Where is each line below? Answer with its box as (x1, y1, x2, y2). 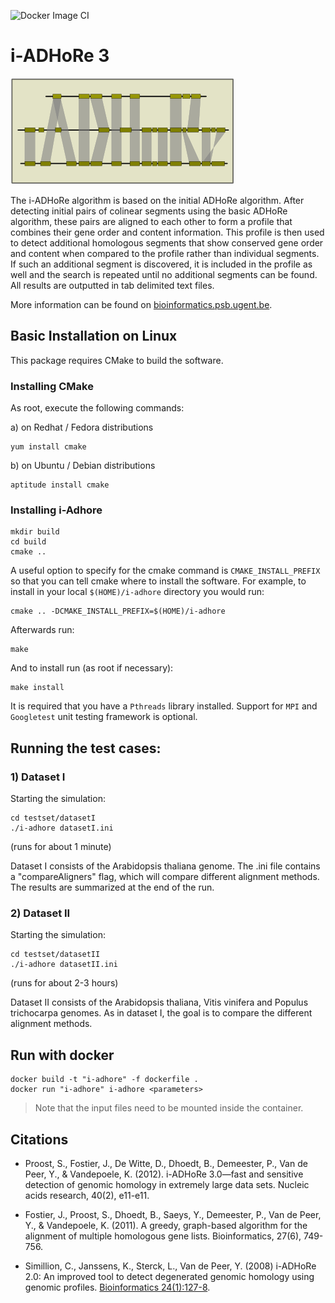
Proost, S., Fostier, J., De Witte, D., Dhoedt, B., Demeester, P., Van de (24, 1157, 308, 1169)
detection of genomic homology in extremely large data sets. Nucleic (24, 1178, 310, 1190)
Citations (10, 1131, 69, 1148)
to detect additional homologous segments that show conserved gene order (10, 236, 324, 249)
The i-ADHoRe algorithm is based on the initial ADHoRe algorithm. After (10, 194, 305, 206)
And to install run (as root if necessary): (10, 662, 174, 674)
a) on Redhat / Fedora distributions (10, 421, 154, 434)
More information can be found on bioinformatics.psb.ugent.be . (10, 298, 273, 310)
